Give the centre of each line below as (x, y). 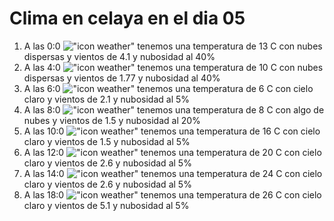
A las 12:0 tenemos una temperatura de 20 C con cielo (172, 152)
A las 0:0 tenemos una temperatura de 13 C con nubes (173, 46)
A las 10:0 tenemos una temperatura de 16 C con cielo (172, 131)
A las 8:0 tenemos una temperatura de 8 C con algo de (174, 109)
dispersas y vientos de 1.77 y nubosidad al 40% (122, 78)
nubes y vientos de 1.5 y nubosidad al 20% (112, 120)
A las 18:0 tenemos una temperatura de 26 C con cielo (172, 194)
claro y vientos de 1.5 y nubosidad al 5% (107, 141)
